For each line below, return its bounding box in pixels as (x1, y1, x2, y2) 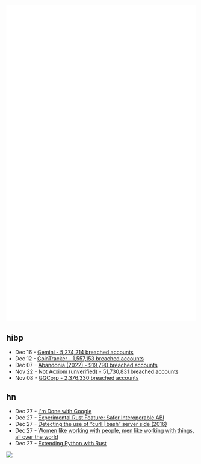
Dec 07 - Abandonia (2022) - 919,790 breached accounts (14, 362, 158, 369)
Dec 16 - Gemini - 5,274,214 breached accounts (14, 348, 134, 356)
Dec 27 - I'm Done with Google (14, 408, 92, 415)
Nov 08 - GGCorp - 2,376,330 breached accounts (14, 374, 139, 382)
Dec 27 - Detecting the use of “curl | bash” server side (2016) (14, 421, 167, 428)
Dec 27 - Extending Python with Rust (14, 440, 107, 447)
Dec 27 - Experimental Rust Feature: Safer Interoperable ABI (14, 414, 164, 421)
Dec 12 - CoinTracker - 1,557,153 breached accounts (14, 355, 144, 362)
